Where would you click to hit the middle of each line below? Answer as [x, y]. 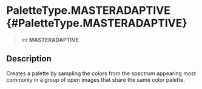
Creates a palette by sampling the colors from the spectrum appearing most [101, 73]
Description [29, 59]
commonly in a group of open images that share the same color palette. [96, 79]
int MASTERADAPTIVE [50, 40]
